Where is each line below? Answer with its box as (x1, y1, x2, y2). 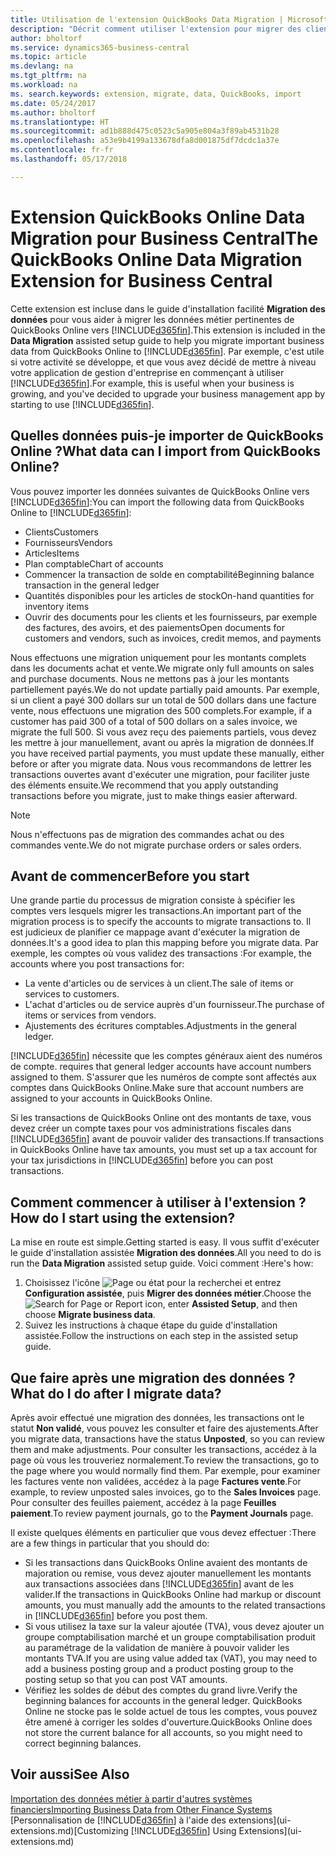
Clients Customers (24, 526, 99, 538)
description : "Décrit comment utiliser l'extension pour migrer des (10, 24, 302, 34)
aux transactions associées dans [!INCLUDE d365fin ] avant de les (24, 1577, 295, 1590)
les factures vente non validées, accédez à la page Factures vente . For (10, 1475, 302, 1487)
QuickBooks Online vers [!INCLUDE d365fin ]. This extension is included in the (10, 324, 326, 336)
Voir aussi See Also (10, 1766, 130, 1783)
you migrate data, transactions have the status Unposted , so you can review (10, 1432, 325, 1445)
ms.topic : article (10, 52, 87, 62)
